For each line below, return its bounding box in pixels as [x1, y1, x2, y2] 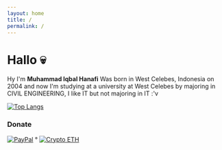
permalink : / [7, 22, 45, 29]
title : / [7, 16, 32, 23]
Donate [7, 120, 32, 130]
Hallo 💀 [7, 52, 47, 67]
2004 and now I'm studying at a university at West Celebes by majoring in [7, 82, 216, 91]
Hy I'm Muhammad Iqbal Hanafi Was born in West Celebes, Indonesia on [7, 75, 214, 83]
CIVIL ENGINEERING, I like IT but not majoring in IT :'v [7, 89, 159, 97]
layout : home [7, 10, 45, 17]
